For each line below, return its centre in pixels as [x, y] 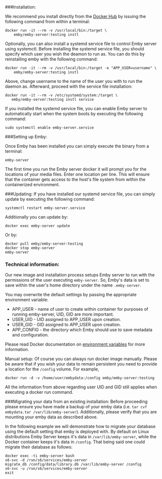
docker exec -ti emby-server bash [40, 456]
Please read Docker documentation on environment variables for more [75, 344]
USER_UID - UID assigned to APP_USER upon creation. [66, 319]
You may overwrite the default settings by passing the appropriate [71, 295]
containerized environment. [32, 184]
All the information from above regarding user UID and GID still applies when [81, 387]
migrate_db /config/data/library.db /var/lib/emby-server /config [73, 464]
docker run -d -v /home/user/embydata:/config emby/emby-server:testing [80, 378]
